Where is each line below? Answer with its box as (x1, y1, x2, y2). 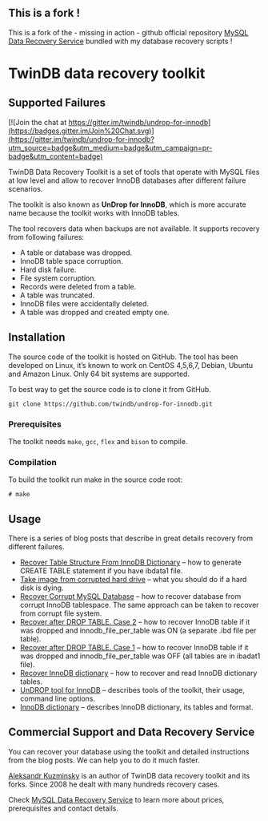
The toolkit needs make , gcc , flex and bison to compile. (8, 436, 188, 446)
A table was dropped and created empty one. (19, 307, 170, 317)
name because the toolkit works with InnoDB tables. (8, 208, 180, 217)
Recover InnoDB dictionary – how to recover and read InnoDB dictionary (19, 669, 258, 678)
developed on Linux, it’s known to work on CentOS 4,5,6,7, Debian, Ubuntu (8, 360, 254, 370)
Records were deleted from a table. (19, 281, 137, 291)
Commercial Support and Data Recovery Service (8, 726, 255, 739)
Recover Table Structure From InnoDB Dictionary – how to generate (19, 557, 242, 568)
